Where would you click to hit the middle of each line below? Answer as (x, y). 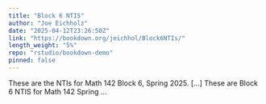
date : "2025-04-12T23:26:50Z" (59, 30)
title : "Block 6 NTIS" (46, 16)
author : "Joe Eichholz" (48, 23)
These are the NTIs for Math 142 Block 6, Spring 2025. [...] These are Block (133, 83)
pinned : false (32, 61)
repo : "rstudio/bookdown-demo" (61, 53)
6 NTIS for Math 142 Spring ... (58, 91)
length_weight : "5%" (43, 46)
